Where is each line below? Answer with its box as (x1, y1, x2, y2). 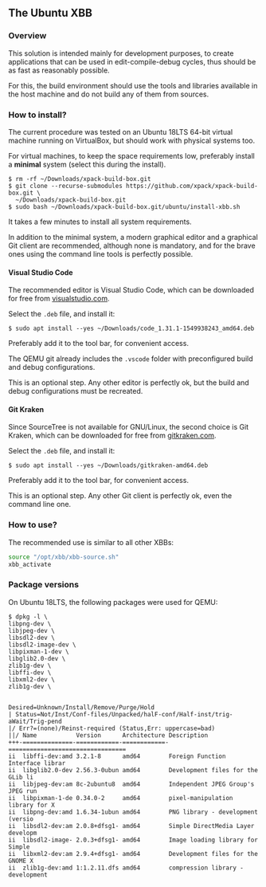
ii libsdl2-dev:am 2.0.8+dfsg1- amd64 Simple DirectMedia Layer (8, 822, 255, 830)
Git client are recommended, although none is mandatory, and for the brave (8, 241, 256, 250)
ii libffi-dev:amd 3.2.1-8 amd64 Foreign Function (8, 752, 226, 760)
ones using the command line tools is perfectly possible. (8, 249, 194, 258)
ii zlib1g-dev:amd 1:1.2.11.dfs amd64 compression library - (8, 864, 244, 872)
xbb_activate (8, 560, 52, 568)
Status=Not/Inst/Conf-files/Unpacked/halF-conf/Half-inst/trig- (15, 710, 233, 718)
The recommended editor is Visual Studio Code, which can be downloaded (8, 285, 255, 295)
